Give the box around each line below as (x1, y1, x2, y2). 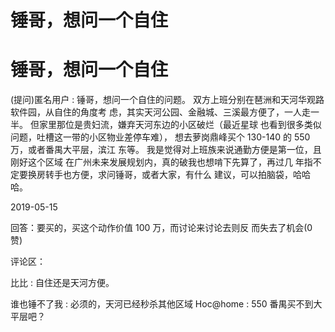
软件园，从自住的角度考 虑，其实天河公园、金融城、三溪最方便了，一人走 (10, 106, 311, 118)
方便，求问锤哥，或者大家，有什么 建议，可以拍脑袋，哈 (71, 169, 302, 181)
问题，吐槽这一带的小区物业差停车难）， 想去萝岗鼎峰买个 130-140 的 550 (10, 131, 311, 143)
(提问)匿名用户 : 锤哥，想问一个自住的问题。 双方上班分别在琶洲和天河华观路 (10, 94, 325, 106)
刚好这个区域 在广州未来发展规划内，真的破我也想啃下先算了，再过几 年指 (10, 156, 313, 168)
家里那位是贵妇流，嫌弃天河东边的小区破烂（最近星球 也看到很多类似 (38, 119, 322, 131)
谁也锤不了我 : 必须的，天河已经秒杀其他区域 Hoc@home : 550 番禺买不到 (10, 298, 314, 310)
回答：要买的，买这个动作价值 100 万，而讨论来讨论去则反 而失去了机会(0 (10, 222, 313, 234)
